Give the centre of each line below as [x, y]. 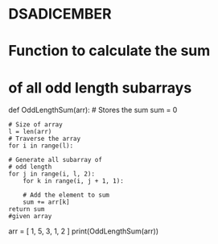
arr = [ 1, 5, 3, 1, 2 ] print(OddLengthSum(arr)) [84, 231]
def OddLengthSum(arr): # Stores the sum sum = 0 [93, 110]
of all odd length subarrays [100, 87]
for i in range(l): [41, 146]
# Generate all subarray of [56, 160]
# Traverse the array [45, 139]
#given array [30, 217]
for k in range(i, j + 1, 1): [74, 181]
